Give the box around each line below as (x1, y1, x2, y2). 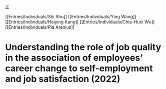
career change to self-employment (5, 63, 153, 74)
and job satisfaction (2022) (5, 74, 120, 85)
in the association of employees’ (5, 52, 143, 64)
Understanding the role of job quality (5, 42, 161, 53)
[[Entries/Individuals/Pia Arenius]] (5, 24, 75, 30)
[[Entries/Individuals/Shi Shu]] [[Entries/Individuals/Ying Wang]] (5, 14, 136, 19)
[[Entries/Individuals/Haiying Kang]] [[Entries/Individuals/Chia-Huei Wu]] (5, 19, 155, 25)
